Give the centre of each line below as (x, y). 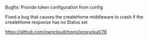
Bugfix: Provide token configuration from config (54, 7)
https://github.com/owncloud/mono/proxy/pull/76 (56, 32)
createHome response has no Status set (47, 22)
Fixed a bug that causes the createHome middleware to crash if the (74, 17)
